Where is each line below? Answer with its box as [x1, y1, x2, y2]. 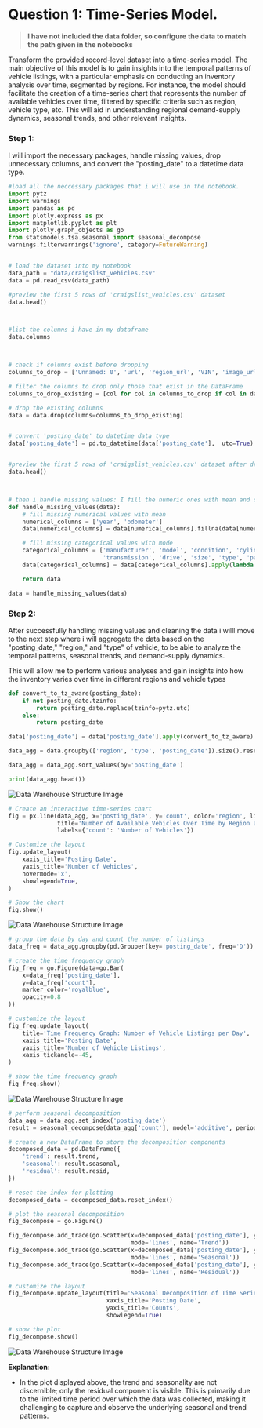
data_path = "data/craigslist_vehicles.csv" [8, 269, 156, 277]
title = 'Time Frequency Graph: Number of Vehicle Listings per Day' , [22, 1029, 250, 1037]
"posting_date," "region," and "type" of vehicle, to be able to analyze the [8, 642, 241, 652]
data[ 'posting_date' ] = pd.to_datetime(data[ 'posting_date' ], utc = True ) [8, 439, 254, 448]
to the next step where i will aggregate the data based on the [8, 634, 205, 643]
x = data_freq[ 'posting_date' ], [22, 971, 121, 979]
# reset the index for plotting [8, 1189, 113, 1197]
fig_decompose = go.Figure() [8, 1218, 103, 1226]
